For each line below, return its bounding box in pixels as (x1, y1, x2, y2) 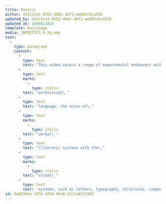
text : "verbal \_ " (23, 132, 58, 137)
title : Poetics (5, 7, 37, 12)
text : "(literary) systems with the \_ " (23, 146, 105, 151)
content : (14, 49, 32, 53)
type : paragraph (14, 44, 48, 49)
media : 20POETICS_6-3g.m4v (5, 30, 61, 35)
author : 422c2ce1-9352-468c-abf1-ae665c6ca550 (5, 12, 103, 17)
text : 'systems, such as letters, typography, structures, (23, 187, 147, 192)
